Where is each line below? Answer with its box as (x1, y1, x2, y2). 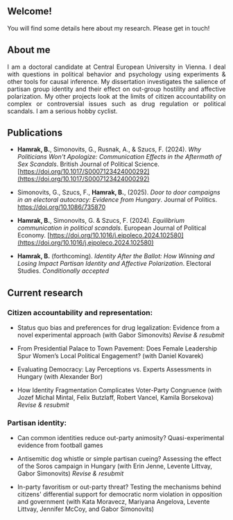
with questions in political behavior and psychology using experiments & (7, 69, 226, 78)
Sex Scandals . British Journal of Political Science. (17, 160, 159, 169)
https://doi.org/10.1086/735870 (17, 203, 106, 211)
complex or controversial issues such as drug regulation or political (7, 99, 226, 108)
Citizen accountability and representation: (7, 308, 153, 317)
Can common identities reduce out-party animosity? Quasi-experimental (17, 434, 225, 442)
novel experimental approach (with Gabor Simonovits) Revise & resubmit (17, 331, 225, 339)
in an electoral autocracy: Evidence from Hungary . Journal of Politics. (17, 196, 218, 204)
